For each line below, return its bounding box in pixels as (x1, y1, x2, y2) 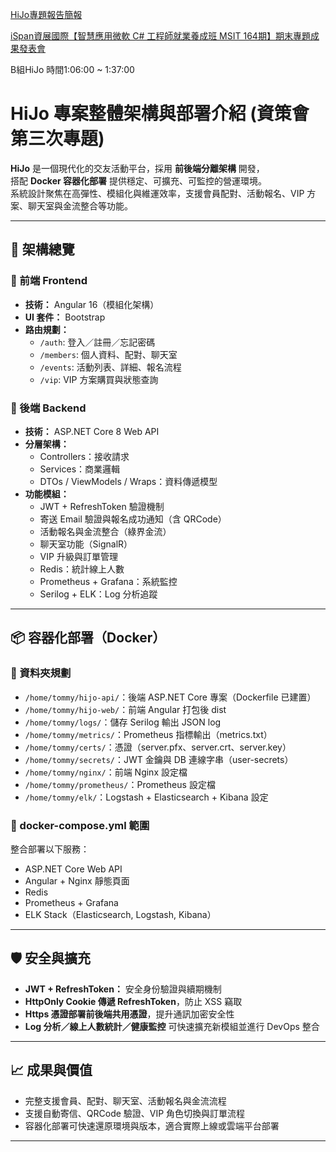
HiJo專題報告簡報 (10, 9, 83, 20)
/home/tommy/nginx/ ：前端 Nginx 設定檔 (24, 766, 188, 778)
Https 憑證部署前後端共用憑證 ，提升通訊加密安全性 (24, 1008, 235, 1020)
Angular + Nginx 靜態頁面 (24, 874, 130, 887)
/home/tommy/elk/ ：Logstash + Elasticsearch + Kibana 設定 (24, 791, 269, 803)
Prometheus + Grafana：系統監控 (39, 575, 178, 587)
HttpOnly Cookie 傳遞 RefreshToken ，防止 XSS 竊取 (24, 995, 243, 1007)
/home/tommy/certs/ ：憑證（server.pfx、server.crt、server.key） (24, 741, 292, 753)
